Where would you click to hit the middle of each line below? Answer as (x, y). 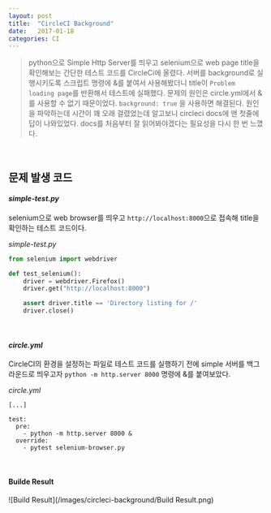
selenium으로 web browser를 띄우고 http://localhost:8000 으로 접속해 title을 (134, 218)
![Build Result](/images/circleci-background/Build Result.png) (111, 499)
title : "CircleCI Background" (61, 24)
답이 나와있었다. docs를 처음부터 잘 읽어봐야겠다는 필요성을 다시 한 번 (138, 123)
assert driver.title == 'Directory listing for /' (110, 304)
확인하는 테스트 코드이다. (47, 227)
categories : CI (34, 39)
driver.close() (49, 311)
